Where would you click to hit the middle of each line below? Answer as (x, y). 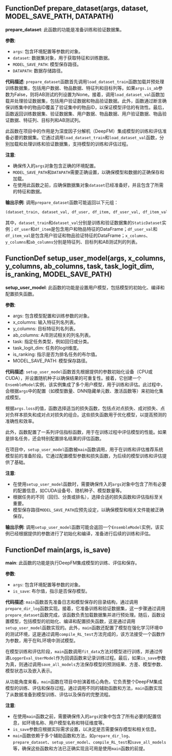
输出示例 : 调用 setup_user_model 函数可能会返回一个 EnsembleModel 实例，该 (82, 527)
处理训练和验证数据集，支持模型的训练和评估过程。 (77, 144)
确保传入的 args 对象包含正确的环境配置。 (56, 165)
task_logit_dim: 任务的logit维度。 (47, 348)
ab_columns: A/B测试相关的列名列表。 (53, 335)
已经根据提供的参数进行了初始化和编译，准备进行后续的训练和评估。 (81, 533)
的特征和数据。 (28, 191)
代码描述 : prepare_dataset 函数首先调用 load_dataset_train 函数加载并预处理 (85, 81)
